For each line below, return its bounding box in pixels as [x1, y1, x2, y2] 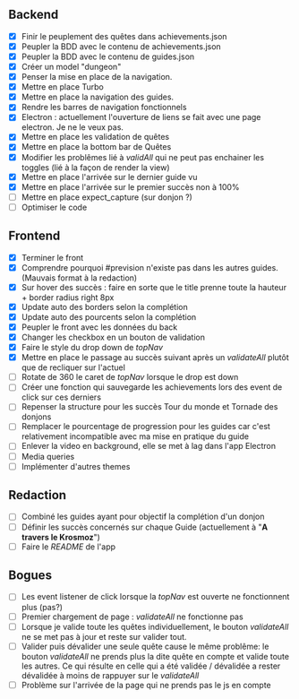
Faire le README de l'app [21, 541, 116, 552]
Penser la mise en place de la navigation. [21, 72, 173, 82]
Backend [8, 7, 59, 22]
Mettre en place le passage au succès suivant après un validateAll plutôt [21, 352, 290, 363]
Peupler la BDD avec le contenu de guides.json [21, 51, 195, 62]
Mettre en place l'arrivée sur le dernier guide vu [21, 171, 198, 182]
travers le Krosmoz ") [21, 531, 100, 542]
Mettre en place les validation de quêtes [21, 132, 170, 142]
